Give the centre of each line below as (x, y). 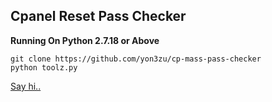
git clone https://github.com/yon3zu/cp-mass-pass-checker (136, 59)
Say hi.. (26, 86)
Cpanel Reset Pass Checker (98, 16)
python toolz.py (44, 67)
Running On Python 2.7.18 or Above (85, 40)
